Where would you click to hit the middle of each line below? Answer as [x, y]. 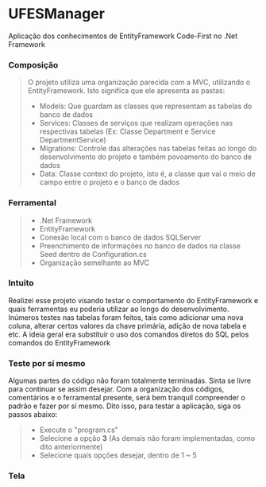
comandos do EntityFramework [60, 342]
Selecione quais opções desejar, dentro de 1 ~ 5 [118, 455]
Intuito [21, 283]
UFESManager [57, 14]
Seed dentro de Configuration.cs [93, 254]
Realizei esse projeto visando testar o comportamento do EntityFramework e [133, 300]
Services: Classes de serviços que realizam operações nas [136, 123]
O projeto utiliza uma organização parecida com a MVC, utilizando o [139, 82]
